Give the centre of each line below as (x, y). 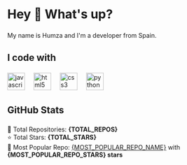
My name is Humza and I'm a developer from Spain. (82, 36)
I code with (32, 58)
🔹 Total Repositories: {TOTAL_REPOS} (62, 129)
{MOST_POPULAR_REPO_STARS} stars (65, 155)
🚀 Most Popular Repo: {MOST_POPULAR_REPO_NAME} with (94, 147)
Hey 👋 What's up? (60, 14)
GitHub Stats (36, 110)
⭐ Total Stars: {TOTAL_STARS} (52, 137)
